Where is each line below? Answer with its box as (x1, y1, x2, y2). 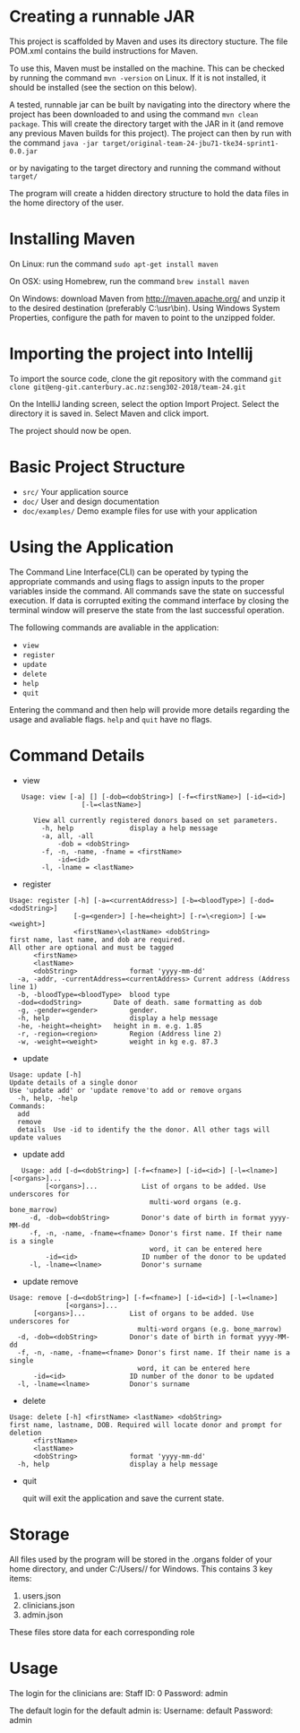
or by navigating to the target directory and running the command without (9, 162, 281, 173)
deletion (9, 1428, 42, 1437)
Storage (9, 1524, 70, 1544)
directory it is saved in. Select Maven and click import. (9, 408, 210, 419)
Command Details (9, 745, 145, 766)
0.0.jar (9, 146, 39, 156)
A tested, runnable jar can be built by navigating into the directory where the (9, 99, 291, 109)
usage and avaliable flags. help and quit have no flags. (9, 714, 212, 724)
